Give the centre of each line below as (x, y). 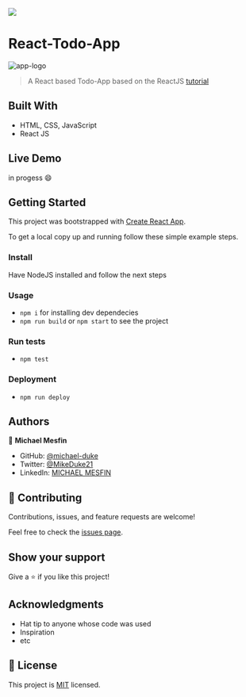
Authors (29, 421)
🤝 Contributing (45, 498)
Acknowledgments (56, 605)
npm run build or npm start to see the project (94, 320)
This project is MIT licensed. (54, 684)
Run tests (27, 341)
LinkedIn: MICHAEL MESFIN (65, 473)
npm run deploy (45, 397)
